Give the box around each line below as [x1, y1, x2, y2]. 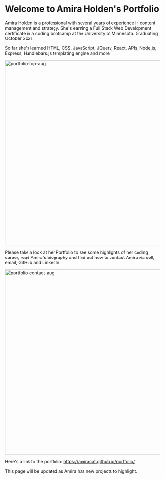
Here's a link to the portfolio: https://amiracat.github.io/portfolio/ [5, 458, 135, 464]
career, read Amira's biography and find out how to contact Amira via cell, [5, 254, 155, 260]
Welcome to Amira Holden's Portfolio [5, 3, 160, 15]
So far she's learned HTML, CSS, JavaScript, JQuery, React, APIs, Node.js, [5, 45, 157, 51]
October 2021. [5, 36, 34, 41]
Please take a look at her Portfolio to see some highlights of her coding [5, 249, 148, 255]
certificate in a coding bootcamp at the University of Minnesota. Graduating [5, 30, 158, 36]
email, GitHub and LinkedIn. [5, 259, 61, 265]
